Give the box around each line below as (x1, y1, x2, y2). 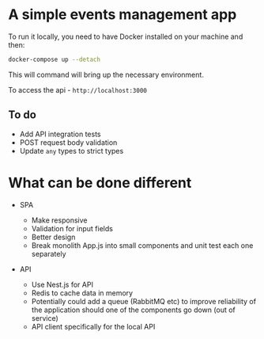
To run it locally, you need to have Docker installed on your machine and (8, 32, 243, 41)
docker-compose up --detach (8, 55, 101, 63)
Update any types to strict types (19, 146, 124, 155)
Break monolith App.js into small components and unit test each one (31, 240, 254, 250)
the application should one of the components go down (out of (31, 305, 236, 314)
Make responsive (31, 215, 88, 225)
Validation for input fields (31, 223, 113, 233)
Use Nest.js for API (31, 280, 93, 289)
